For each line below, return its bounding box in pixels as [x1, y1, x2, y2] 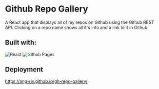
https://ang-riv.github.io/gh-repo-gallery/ [5, 78, 88, 84]
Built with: [5, 39, 37, 47]
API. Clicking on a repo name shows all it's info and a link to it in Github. [5, 24, 149, 30]
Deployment [5, 65, 43, 74]
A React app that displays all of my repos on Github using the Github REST [5, 19, 155, 25]
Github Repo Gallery [5, 3, 89, 15]
